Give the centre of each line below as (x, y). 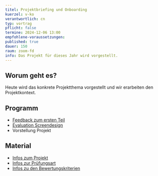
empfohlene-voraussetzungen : (35, 37)
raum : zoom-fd (20, 51)
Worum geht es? (31, 75)
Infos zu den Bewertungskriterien (46, 168)
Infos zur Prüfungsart (34, 163)
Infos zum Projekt (30, 158)
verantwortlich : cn (25, 19)
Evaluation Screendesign (38, 125)
